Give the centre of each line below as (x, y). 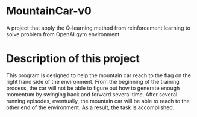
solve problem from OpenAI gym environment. (64, 34)
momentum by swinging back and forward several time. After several (92, 94)
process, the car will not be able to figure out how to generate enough (93, 88)
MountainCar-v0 (49, 11)
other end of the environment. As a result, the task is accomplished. (90, 107)
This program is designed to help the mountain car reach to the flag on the (99, 75)
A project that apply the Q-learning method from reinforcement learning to (98, 28)
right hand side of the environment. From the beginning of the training (93, 81)
